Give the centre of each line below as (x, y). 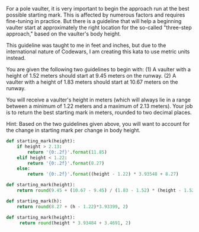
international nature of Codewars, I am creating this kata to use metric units (98, 52)
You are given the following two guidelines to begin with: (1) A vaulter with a (99, 69)
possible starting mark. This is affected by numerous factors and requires (96, 15)
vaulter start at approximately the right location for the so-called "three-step (99, 27)
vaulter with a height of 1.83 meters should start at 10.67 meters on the (92, 82)
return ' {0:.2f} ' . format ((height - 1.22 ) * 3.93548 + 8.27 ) (103, 174)
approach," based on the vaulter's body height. (64, 34)
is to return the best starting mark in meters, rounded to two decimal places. (99, 112)
